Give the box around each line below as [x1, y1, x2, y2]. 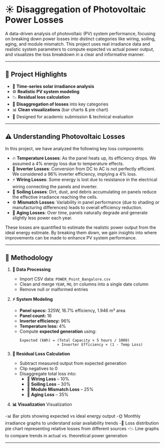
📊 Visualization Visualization [12, 401, 72, 407]
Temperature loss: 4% [19, 323, 66, 329]
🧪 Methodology [5, 253, 53, 262]
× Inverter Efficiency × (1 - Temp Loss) [57, 343, 143, 347]
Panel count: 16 [19, 313, 52, 319]
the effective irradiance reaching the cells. [12, 194, 98, 200]
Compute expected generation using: [19, 328, 97, 335]
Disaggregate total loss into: [19, 371, 77, 377]
